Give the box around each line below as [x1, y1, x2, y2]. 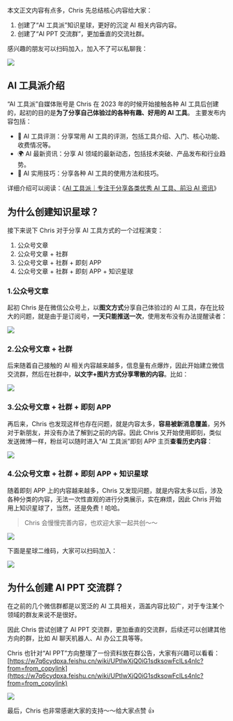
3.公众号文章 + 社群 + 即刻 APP [7, 402, 112, 412]
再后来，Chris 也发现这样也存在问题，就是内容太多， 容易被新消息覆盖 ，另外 [7, 419, 226, 427]
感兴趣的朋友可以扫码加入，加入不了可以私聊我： [7, 45, 148, 52]
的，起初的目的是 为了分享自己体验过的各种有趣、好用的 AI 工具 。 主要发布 [7, 108, 220, 116]
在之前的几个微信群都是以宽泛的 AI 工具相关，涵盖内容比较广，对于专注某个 [7, 602, 225, 610]
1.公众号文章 [7, 286, 49, 296]
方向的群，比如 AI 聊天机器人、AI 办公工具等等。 [7, 634, 146, 642]
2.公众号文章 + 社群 [7, 344, 73, 354]
